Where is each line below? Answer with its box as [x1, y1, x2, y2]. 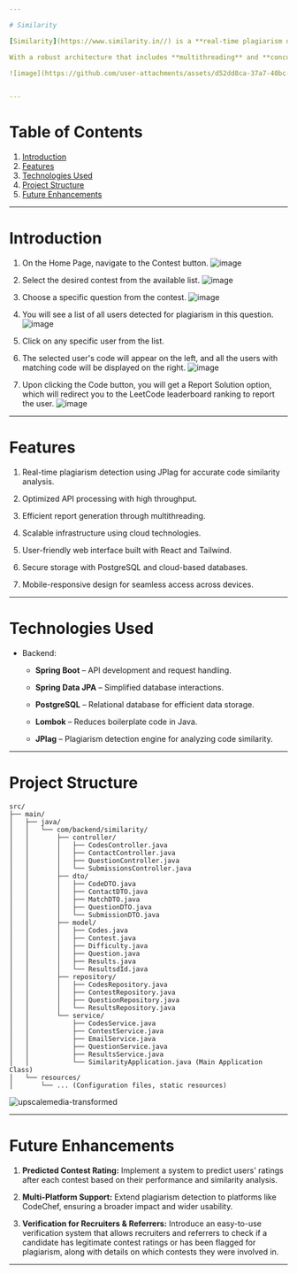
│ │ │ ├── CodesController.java [9, 840, 168, 850]
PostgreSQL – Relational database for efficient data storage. [34, 699, 255, 709]
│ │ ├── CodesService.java [9, 1019, 156, 1028]
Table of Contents [9, 122, 143, 143]
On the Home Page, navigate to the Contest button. [21, 258, 209, 268]
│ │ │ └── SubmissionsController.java [9, 864, 192, 873]
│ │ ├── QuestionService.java [9, 1042, 168, 1051]
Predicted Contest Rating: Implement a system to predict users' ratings [21, 1165, 285, 1176]
